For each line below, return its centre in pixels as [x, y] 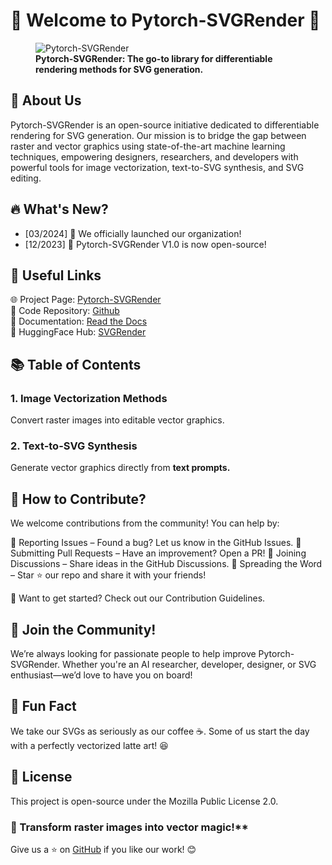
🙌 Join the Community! [83, 629]
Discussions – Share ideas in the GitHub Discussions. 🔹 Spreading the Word [166, 564]
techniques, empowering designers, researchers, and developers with [154, 156]
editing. [26, 178]
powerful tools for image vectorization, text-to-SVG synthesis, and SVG [157, 167]
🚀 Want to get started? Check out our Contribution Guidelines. [138, 598]
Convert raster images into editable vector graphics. [117, 420]
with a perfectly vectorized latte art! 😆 [89, 745]
